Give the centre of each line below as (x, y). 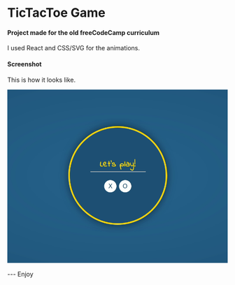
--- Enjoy (20, 274)
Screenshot (24, 64)
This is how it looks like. (42, 80)
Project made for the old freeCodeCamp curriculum (83, 32)
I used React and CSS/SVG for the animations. (73, 48)
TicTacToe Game (57, 13)
